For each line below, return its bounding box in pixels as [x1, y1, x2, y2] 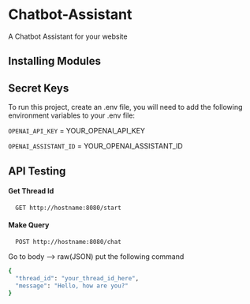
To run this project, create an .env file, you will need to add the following [8, 103, 243, 112]
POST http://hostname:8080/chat [15, 238, 122, 246]
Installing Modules [8, 54, 101, 68]
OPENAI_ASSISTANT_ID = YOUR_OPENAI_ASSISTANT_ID [8, 141, 183, 151]
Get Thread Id [8, 186, 54, 196]
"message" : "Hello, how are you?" [15, 282, 129, 290]
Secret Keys [8, 81, 69, 95]
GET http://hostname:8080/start [15, 204, 122, 212]
